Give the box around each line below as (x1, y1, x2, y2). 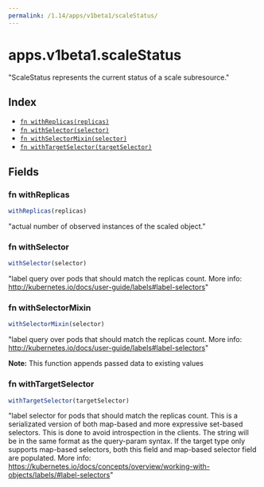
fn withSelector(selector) (19, 127, 110, 135)
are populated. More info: (8, 454, 91, 463)
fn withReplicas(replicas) (19, 118, 110, 126)
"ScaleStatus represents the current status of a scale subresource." (8, 73, 230, 82)
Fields (8, 165, 40, 179)
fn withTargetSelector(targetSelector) (19, 143, 153, 151)
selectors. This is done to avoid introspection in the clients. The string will (8, 428, 249, 438)
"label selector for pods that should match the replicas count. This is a (8, 411, 239, 421)
